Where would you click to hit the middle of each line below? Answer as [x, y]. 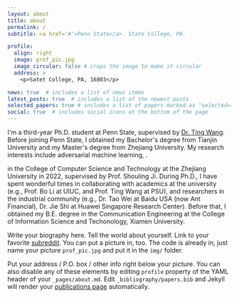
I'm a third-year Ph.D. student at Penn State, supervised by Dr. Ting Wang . [116, 132]
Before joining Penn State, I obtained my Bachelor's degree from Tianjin [112, 140]
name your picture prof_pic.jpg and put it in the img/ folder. [95, 250]
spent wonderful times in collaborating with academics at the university [112, 184]
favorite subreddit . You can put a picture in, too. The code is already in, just [118, 243]
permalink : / [27, 27]
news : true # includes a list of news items [76, 92]
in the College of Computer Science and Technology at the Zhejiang [107, 169]
